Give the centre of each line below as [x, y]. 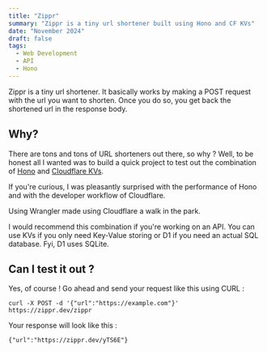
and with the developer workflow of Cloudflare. [87, 195]
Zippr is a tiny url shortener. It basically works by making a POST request [130, 91]
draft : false [30, 38]
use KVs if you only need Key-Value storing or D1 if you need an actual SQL [133, 235]
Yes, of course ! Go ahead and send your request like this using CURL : [127, 289]
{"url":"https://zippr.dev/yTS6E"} [68, 341]
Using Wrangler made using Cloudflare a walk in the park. [104, 210]
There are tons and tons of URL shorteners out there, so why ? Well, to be [131, 154]
